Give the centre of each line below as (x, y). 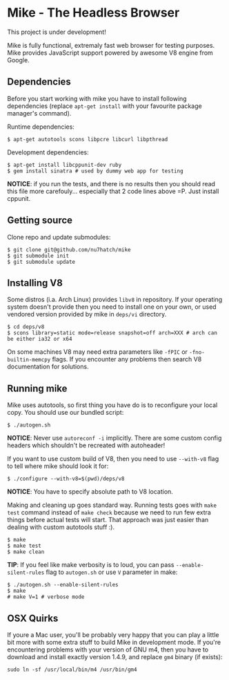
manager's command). (39, 113)
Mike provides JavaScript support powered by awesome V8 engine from (110, 53)
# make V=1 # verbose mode (46, 597)
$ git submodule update (41, 262)
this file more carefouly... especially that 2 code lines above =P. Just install (113, 191)
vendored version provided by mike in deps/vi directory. (87, 314)
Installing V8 (35, 283)
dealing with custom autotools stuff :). (61, 527)
